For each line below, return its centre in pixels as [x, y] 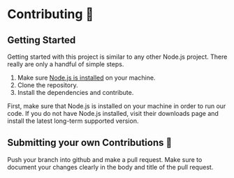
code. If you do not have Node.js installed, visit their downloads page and [113, 113]
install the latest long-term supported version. [73, 121]
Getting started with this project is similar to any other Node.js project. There [117, 57]
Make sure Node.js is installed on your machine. [86, 77]
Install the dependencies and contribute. [75, 92]
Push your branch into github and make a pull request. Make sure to [105, 159]
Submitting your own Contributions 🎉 [90, 143]
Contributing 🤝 [51, 14]
